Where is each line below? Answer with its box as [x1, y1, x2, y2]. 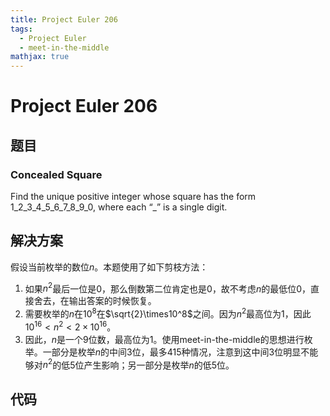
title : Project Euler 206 [10, 14, 118, 25]
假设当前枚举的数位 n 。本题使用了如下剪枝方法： [10, 261, 209, 273]
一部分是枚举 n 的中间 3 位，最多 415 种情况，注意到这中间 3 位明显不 [42, 346, 310, 358]
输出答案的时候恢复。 [68, 295, 157, 307]
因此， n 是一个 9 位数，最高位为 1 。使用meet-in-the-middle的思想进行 [24, 333, 305, 345]
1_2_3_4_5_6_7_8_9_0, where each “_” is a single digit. [10, 201, 228, 213]
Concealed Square [10, 167, 103, 181]
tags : [10, 24, 33, 34]
